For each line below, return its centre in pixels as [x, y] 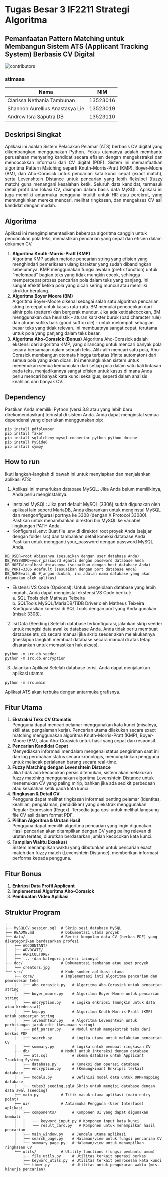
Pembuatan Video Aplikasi [40, 897]
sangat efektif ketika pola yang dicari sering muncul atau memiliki [80, 285]
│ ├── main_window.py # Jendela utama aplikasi [70, 1134]
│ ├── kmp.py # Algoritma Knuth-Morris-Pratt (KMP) [84, 1012]
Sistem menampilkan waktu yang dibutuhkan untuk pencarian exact [82, 847]
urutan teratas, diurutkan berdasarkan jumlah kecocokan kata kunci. [82, 836]
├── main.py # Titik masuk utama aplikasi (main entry [82, 1095]
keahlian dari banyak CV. [38, 381]
